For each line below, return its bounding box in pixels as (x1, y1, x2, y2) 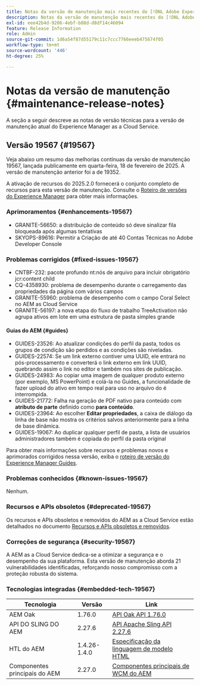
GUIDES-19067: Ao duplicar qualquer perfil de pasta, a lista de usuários (14, 429, 190, 436)
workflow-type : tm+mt (6, 42, 60, 48)
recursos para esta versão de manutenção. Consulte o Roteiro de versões (6, 186, 187, 194)
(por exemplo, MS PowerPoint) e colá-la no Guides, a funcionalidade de (14, 378, 191, 385)
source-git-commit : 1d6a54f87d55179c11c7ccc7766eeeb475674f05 (6, 36, 164, 42)
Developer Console (14, 240, 62, 248)
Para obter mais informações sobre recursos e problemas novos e (6, 447, 168, 454)
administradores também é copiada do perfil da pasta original (14, 435, 167, 442)
